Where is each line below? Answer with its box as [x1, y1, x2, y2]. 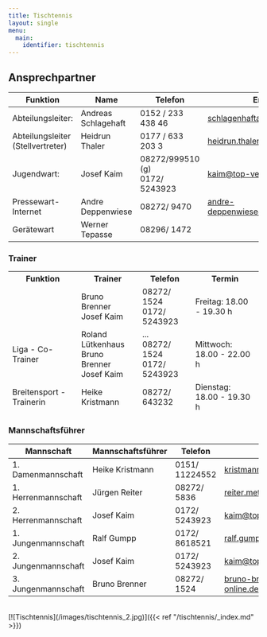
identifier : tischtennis [22, 41, 105, 49]
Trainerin [12, 397, 46, 408]
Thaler [80, 140, 105, 151]
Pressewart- [12, 196, 60, 207]
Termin [211, 274, 239, 285]
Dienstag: [195, 382, 231, 393]
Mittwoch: [195, 339, 233, 350]
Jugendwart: [12, 168, 60, 179]
